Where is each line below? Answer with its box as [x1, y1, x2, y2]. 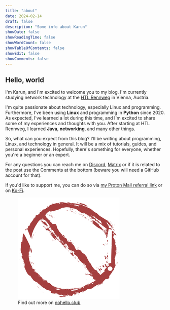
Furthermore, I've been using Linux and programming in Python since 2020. [5, 109, 165, 116]
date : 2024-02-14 [5, 13, 42, 19]
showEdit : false [5, 51, 40, 56]
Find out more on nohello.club [18, 299, 81, 306]
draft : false [5, 19, 33, 24]
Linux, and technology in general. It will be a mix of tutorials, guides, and [5, 141, 157, 147]
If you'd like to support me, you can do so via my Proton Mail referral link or [5, 182, 163, 188]
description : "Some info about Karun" [5, 24, 87, 29]
